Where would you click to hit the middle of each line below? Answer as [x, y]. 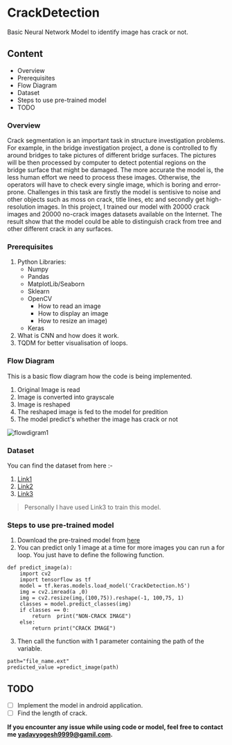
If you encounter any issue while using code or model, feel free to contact [115, 727]
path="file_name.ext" [38, 661]
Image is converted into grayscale [65, 397]
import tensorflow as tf [55, 580]
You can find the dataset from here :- [60, 465]
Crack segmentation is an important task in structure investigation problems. [116, 141]
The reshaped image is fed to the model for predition [92, 411]
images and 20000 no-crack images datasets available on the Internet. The [115, 214]
